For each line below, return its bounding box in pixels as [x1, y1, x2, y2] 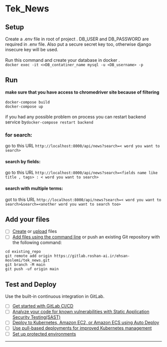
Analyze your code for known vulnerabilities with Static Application [12, 309, 150, 315]
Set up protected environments [12, 331, 76, 337]
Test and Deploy [5, 280, 57, 289]
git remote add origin [5, 253, 52, 259]
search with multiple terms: [5, 185, 64, 191]
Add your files [5, 215, 50, 224]
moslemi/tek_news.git [5, 258, 50, 263]
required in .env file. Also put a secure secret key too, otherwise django [5, 41, 152, 47]
